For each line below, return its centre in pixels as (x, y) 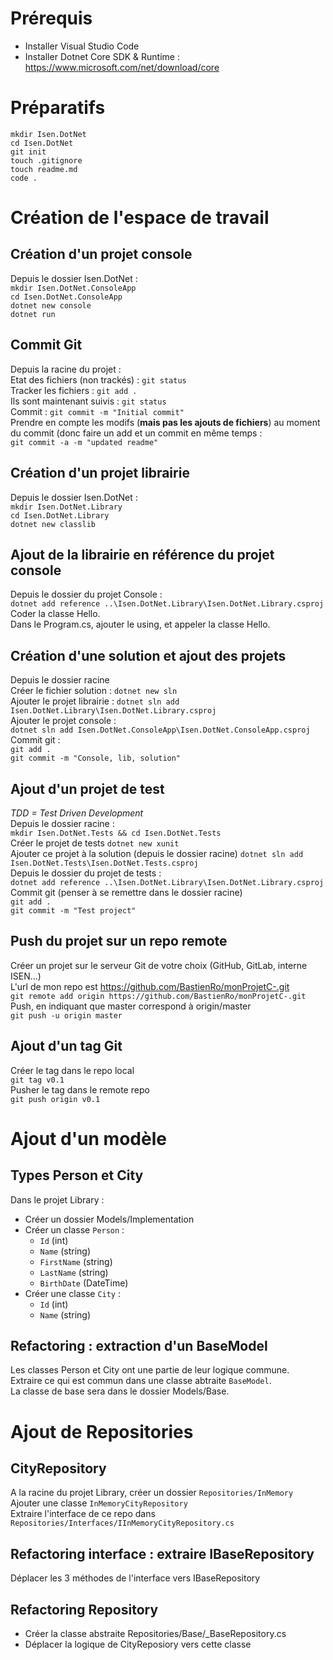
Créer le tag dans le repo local (72, 1070)
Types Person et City (77, 1175)
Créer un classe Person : (74, 1229)
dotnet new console (51, 305)
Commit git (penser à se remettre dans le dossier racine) (126, 892)
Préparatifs (58, 108)
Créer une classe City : (72, 1293)
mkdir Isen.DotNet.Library (66, 507)
